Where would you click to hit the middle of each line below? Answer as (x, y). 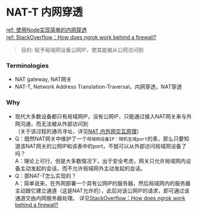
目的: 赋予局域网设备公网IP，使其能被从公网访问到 (82, 50)
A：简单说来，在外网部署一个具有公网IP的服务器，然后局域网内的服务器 (103, 183)
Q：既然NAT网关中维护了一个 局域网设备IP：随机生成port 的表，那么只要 (99, 139)
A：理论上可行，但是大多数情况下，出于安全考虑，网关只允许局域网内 (100, 160)
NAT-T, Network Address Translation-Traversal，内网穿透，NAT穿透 (98, 87)
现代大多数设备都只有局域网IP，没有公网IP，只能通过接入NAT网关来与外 (103, 116)
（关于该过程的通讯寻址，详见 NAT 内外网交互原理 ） (78, 131)
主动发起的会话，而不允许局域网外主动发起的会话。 (83, 168)
